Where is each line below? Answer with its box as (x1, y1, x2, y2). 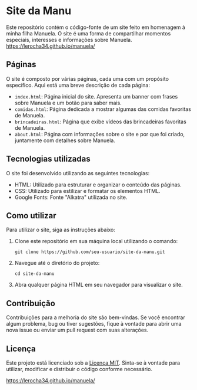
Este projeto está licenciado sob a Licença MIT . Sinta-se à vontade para (6, 359, 181, 366)
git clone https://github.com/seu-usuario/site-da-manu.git (14, 249, 165, 255)
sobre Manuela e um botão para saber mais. (14, 99, 122, 106)
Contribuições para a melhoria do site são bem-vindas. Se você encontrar (6, 314, 185, 321)
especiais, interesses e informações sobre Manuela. (6, 36, 132, 43)
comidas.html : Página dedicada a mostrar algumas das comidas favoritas (14, 105, 191, 113)
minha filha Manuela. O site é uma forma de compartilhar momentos (6, 30, 171, 37)
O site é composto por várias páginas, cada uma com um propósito (6, 75, 169, 82)
